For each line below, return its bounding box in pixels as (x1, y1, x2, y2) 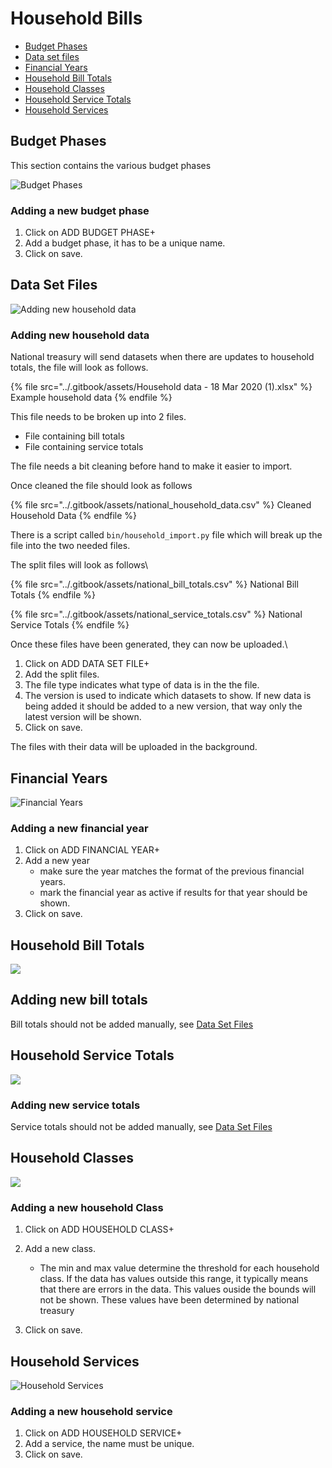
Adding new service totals (10, 1098, 141, 1112)
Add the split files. (24, 668, 100, 681)
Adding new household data (10, 328, 150, 342)
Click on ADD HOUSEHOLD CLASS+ (24, 1223, 175, 1236)
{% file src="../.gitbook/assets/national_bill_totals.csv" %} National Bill (10, 578, 299, 591)
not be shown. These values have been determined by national (39, 1294, 300, 1306)
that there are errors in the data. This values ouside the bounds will (39, 1283, 317, 1296)
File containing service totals (24, 441, 144, 453)
